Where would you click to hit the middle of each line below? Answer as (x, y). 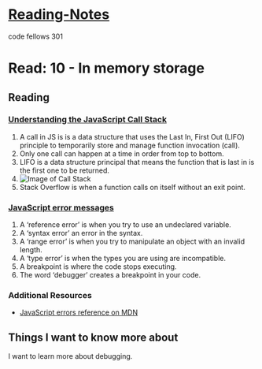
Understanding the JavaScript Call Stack (88, 120)
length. (31, 250)
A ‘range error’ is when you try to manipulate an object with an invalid (132, 241)
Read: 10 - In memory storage (106, 68)
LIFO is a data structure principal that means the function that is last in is (137, 162)
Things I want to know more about (93, 337)
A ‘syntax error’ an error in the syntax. (81, 233)
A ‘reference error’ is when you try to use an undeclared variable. (125, 225)
